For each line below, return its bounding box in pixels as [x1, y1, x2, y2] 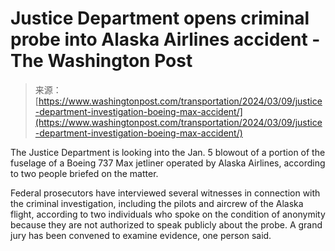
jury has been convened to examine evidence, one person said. [10, 229, 272, 241]
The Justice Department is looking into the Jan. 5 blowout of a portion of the [10, 146, 326, 158]
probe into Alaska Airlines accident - [10, 28, 321, 51]
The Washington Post [10, 50, 193, 72]
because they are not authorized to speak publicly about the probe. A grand [10, 218, 323, 231]
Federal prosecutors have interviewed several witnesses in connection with [10, 187, 321, 199]
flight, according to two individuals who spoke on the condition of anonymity [10, 208, 326, 220]
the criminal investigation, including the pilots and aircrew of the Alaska [10, 197, 304, 209]
